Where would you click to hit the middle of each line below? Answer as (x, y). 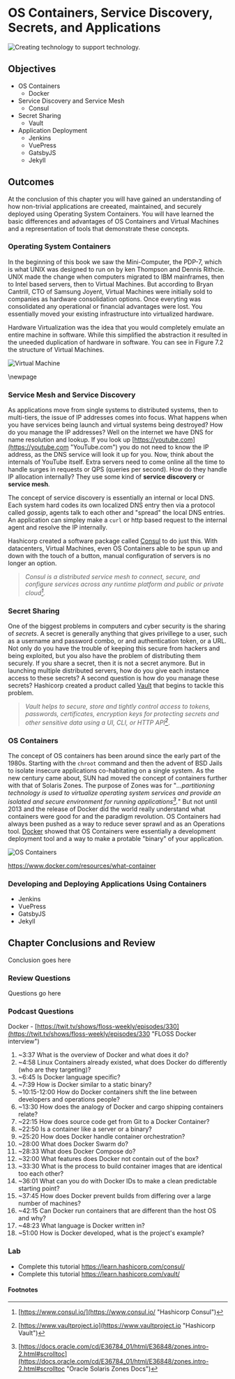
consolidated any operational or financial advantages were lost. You (105, 306)
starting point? (39, 1188)
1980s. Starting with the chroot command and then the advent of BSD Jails (115, 764)
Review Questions (39, 978)
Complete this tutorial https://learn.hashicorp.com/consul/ (101, 1267)
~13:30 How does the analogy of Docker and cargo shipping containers (121, 1107)
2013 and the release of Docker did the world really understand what (106, 809)
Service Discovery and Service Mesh (71, 101)
